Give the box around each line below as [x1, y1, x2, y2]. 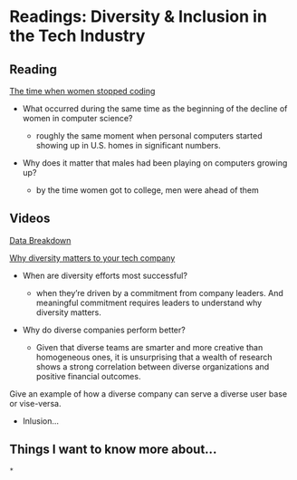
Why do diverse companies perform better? [22, 324, 186, 335]
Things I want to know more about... [9, 442, 217, 457]
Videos [9, 211, 51, 226]
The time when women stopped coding [9, 86, 156, 96]
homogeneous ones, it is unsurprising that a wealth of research [35, 351, 273, 362]
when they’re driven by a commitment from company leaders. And [35, 287, 283, 298]
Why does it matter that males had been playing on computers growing [22, 158, 288, 168]
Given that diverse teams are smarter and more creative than [35, 341, 263, 352]
